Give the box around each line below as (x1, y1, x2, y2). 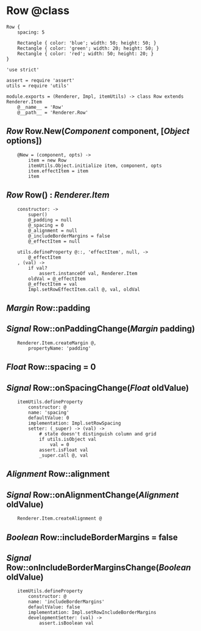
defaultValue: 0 (28, 415, 69, 421)
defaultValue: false (28, 604, 80, 610)
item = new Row (28, 157, 67, 163)
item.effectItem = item (28, 168, 88, 174)
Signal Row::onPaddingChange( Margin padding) (6, 323, 196, 334)
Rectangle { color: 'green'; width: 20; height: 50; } (17, 45, 160, 51)
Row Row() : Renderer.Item (6, 190, 110, 201)
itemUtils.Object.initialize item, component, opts (28, 163, 163, 169)
